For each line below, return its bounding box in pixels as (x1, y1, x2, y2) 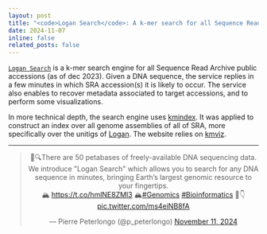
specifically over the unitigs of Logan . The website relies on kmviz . (8, 129, 226, 139)
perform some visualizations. (8, 97, 103, 107)
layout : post (8, 11, 52, 20)
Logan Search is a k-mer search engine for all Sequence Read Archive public (8, 63, 257, 72)
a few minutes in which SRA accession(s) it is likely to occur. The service (8, 80, 246, 90)
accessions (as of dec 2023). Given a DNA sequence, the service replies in (8, 72, 254, 81)
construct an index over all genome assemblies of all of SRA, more (8, 121, 226, 131)
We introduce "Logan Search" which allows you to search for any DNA (28, 164, 259, 174)
